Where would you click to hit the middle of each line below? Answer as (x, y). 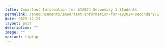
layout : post (18, 23)
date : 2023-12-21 (23, 19)
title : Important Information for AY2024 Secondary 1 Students (71, 10)
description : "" (22, 28)
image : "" (15, 32)
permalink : (16, 14)
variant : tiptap (22, 37)
